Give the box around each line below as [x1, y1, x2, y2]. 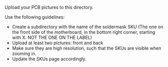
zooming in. [12, 50, 37, 56]
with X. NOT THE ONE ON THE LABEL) [12, 35, 93, 40]
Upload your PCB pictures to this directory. [5, 5, 94, 10]
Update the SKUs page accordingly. [12, 56, 87, 62]
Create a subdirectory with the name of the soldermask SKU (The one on [12, 24, 163, 30]
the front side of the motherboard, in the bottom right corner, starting [12, 29, 155, 35]
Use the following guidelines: [5, 14, 65, 20]
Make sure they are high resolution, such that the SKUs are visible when [12, 45, 161, 51]
